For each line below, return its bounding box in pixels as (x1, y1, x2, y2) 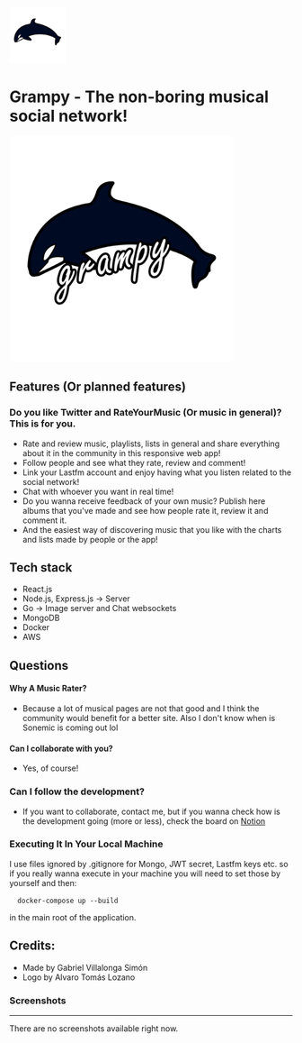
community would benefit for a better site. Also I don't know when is (22, 713, 276, 724)
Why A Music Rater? (9, 683, 87, 694)
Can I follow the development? (9, 785, 146, 798)
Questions (9, 657, 69, 673)
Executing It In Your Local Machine (9, 837, 164, 850)
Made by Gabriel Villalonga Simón (22, 962, 148, 973)
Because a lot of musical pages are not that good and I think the (22, 703, 260, 714)
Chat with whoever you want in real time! (22, 486, 174, 497)
